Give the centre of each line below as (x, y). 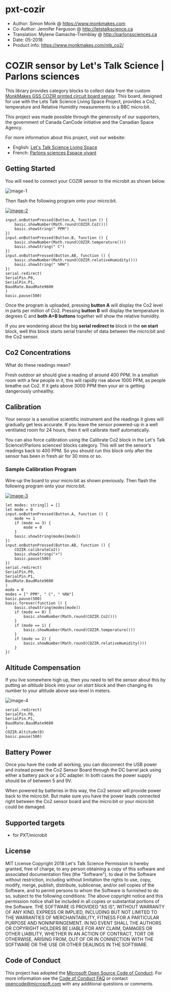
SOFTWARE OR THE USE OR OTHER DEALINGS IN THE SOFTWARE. (77, 944)
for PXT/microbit (30, 835)
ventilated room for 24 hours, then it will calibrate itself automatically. (78, 430)
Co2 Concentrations (38, 353)
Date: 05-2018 (28, 40)
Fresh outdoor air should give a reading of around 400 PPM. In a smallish (82, 375)
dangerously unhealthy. (30, 391)
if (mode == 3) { (33, 523)
